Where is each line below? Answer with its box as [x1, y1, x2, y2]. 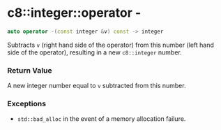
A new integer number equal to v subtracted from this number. [7, 82, 186, 90]
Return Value [7, 65, 52, 75]
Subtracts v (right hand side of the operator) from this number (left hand [7, 41, 214, 49]
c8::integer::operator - [7, 5, 142, 21]
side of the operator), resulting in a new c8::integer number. [7, 48, 183, 57]
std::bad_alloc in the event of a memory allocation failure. [17, 115, 186, 123]
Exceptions [7, 99, 47, 109]
